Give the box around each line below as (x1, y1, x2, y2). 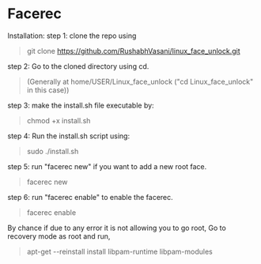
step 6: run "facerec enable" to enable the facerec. (7, 192, 173, 202)
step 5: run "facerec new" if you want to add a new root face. (7, 161, 207, 171)
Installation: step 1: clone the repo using (7, 31, 137, 40)
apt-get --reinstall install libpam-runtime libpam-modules (26, 247, 213, 256)
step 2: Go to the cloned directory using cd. (7, 61, 149, 71)
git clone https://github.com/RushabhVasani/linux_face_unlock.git (26, 46, 240, 55)
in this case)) (26, 85, 70, 95)
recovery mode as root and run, (7, 231, 111, 241)
